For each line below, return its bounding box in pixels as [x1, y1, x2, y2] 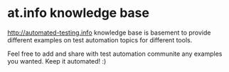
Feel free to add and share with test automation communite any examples [7, 49, 223, 58]
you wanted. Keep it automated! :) [7, 56, 107, 65]
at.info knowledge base [7, 5, 149, 21]
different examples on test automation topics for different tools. [7, 35, 193, 44]
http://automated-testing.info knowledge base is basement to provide [7, 28, 211, 37]
